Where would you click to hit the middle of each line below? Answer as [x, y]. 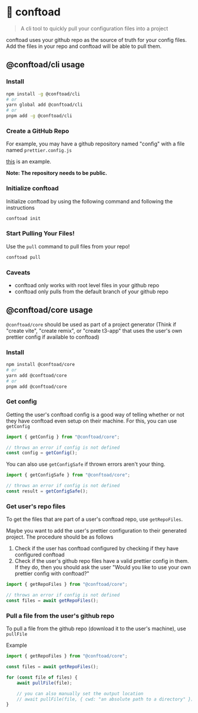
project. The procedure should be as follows [60, 537]
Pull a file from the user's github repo [60, 615]
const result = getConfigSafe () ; [47, 491]
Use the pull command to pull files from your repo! [68, 246]
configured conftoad [39, 555]
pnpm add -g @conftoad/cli [39, 116]
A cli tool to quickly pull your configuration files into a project [94, 28]
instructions [21, 208]
